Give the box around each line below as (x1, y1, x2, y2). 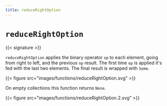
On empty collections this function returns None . (5, 85, 106, 91)
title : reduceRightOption (5, 7, 60, 13)
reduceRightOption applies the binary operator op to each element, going (5, 54, 159, 60)
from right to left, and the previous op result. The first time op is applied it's (5, 60, 162, 66)
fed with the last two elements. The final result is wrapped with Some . (5, 65, 150, 71)
